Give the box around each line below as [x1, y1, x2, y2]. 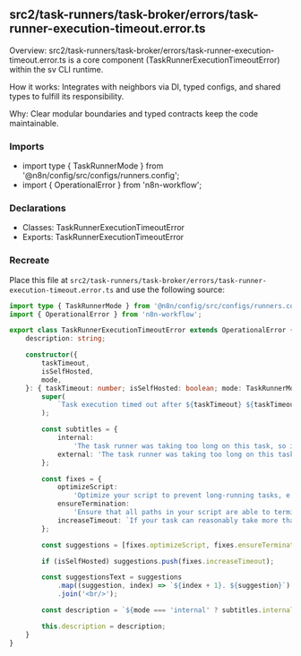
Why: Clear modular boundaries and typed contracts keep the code [9, 108, 258, 119]
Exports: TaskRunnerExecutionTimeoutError [21, 232, 185, 243]
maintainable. [9, 117, 59, 128]
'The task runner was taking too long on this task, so [73, 441, 287, 451]
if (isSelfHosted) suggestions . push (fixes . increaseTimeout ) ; [41, 557, 275, 565]
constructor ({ [25, 350, 78, 359]
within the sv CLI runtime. [9, 64, 104, 74]
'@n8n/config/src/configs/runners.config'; [21, 170, 180, 181]
